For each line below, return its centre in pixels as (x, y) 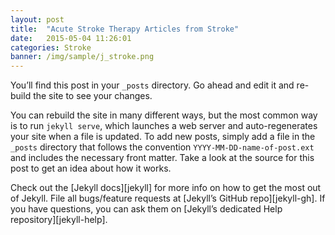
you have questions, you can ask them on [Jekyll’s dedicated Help (146, 209)
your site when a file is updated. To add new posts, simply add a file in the (163, 137)
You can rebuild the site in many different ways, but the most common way (164, 115)
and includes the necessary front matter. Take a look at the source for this (162, 158)
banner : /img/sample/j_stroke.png (82, 57)
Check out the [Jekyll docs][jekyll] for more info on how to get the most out (166, 188)
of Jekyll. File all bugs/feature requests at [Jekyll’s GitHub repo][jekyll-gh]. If (168, 198)
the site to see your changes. (93, 96)
